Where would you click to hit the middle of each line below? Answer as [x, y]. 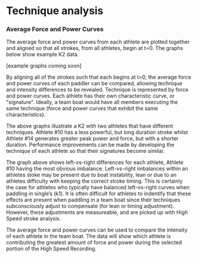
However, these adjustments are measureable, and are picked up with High [97, 212]
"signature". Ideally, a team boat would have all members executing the [92, 102]
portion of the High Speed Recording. [51, 249]
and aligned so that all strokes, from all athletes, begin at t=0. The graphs [95, 48]
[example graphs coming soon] [44, 66]
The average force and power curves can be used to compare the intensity [97, 230]
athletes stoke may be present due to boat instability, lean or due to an [91, 175]
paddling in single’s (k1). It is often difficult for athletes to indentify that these [98, 194]
